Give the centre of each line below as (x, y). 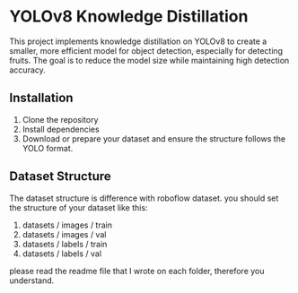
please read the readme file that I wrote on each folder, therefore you (137, 271)
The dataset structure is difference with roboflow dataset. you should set (144, 198)
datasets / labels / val (61, 254)
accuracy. (28, 70)
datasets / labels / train (65, 244)
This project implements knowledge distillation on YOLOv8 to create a (138, 41)
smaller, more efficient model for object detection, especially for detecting (146, 50)
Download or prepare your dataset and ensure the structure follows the (153, 138)
